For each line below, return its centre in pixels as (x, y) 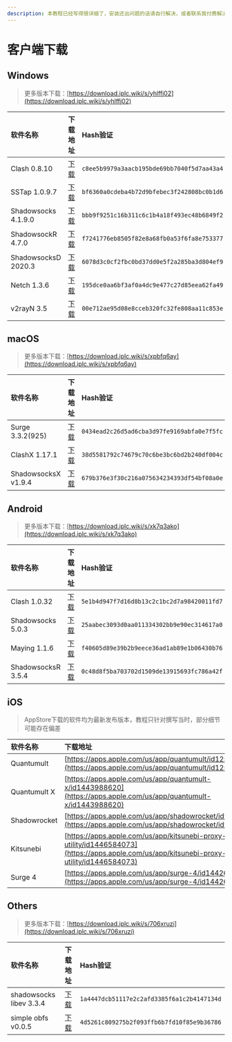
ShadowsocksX (36, 474)
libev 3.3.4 (28, 1003)
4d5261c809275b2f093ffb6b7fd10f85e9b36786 (151, 1022)
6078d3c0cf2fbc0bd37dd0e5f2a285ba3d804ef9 (153, 262)
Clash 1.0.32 (32, 601)
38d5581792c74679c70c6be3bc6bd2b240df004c (152, 455)
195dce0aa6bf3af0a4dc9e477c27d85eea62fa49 (153, 285)
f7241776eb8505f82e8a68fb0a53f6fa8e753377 (153, 238)
